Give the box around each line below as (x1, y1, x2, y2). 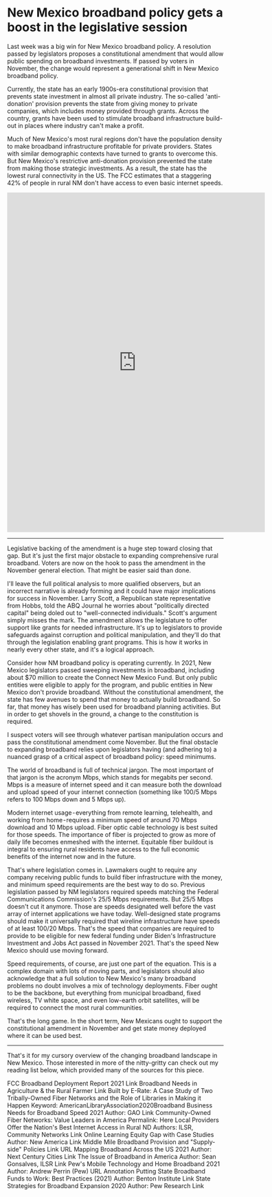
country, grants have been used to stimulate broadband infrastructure (7, 114, 205, 122)
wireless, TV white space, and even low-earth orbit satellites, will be (7, 996, 200, 1004)
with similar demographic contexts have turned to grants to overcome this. (7, 149, 218, 158)
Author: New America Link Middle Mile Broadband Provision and (7, 1138, 189, 1146)
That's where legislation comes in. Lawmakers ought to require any (7, 866, 197, 874)
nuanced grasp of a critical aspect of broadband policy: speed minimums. (7, 752, 216, 760)
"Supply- (190, 1138, 216, 1146)
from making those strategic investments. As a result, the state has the (7, 164, 207, 172)
